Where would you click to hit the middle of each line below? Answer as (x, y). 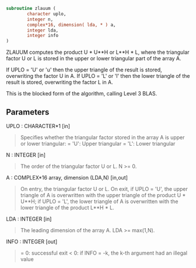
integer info (43, 36)
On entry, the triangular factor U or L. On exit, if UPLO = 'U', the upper (104, 189)
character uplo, (47, 14)
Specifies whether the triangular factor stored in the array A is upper (102, 137)
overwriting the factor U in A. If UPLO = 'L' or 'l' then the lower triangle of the (98, 76)
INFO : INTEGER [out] (32, 241)
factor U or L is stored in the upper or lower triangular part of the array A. (94, 59)
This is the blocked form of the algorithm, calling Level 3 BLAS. (82, 94)
